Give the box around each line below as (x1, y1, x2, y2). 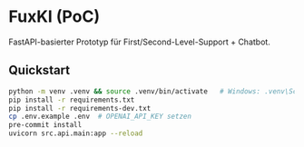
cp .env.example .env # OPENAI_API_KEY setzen (8, 112, 192, 122)
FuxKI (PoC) (8, 6, 101, 27)
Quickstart (8, 63, 71, 78)
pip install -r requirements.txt (8, 95, 135, 104)
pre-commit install (8, 121, 83, 130)
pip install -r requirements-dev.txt (8, 103, 152, 113)
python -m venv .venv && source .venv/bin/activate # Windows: (8, 86, 260, 96)
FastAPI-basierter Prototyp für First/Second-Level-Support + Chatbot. (8, 36, 271, 47)
